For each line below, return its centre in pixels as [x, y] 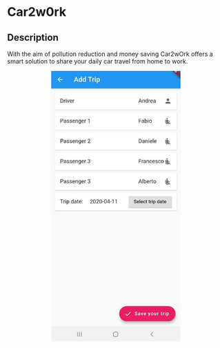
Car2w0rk [37, 12]
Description [33, 38]
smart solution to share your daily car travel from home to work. [98, 61]
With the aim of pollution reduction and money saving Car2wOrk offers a [110, 54]
